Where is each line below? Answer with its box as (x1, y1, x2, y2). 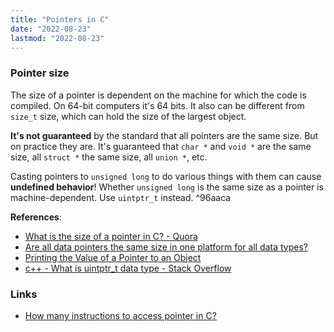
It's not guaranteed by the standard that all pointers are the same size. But (10, 129, 319, 141)
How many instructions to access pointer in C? (24, 309, 217, 321)
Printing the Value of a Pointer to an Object (24, 251, 202, 263)
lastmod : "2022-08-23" (10, 33, 105, 43)
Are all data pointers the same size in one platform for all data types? (24, 241, 308, 253)
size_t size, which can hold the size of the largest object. (10, 110, 247, 122)
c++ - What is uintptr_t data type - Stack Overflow (24, 262, 232, 274)
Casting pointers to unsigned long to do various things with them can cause (10, 170, 322, 182)
